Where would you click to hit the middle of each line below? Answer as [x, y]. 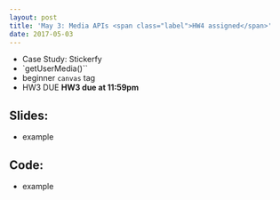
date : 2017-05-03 [41, 34]
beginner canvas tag [59, 78]
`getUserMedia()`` [55, 68]
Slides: [29, 115]
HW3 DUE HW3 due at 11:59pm [80, 88]
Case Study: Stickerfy [62, 60]
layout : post [33, 17]
